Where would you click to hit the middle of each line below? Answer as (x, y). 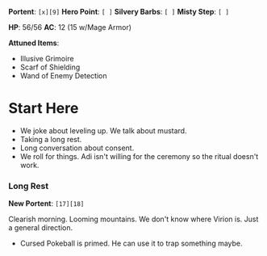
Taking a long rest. (51, 139)
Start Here (44, 109)
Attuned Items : (34, 43)
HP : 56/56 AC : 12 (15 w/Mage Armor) (70, 27)
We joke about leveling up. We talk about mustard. (103, 130)
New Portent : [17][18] (46, 204)
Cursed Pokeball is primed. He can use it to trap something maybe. (131, 243)
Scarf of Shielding (50, 67)
